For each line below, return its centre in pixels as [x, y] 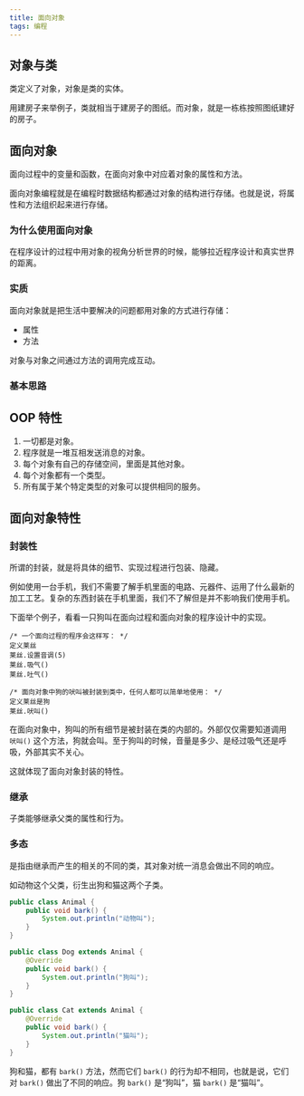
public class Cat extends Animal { [76, 1011]
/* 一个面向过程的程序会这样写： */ [69, 636]
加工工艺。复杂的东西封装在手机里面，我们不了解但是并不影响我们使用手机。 [152, 598]
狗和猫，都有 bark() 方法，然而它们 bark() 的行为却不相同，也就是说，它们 [149, 1071]
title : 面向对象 [37, 18]
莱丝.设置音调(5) [38, 656]
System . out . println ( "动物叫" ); [99, 919]
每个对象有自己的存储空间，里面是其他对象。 [106, 464]
